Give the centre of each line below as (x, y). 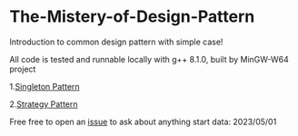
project (23, 69)
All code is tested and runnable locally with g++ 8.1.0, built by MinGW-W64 (149, 59)
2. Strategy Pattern (44, 104)
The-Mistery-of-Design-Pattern (132, 17)
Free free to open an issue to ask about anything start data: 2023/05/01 (143, 121)
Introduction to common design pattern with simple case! (116, 42)
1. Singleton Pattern (45, 86)
